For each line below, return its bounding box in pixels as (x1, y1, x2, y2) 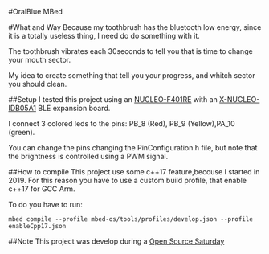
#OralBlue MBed (8, 7, 63, 16)
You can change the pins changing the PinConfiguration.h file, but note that (8, 143, 258, 152)
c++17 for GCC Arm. (8, 184, 75, 194)
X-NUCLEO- (219, 95, 260, 104)
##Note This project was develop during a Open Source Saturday (8, 236, 225, 246)
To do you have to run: (8, 200, 83, 209)
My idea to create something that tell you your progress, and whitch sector (8, 71, 255, 80)
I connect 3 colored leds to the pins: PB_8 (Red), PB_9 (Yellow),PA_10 (8, 119, 235, 128)
